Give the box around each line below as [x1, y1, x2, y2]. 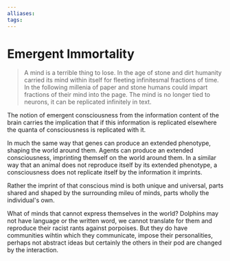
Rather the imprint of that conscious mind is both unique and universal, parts [7, 181, 224, 190]
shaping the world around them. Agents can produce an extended [7, 146, 194, 155]
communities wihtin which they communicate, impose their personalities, [7, 231, 213, 240]
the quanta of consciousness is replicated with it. [7, 126, 146, 134]
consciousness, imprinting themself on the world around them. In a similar [7, 154, 216, 162]
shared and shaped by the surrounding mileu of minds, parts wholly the [7, 189, 209, 197]
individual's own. [7, 196, 55, 205]
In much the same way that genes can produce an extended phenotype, [7, 139, 211, 148]
